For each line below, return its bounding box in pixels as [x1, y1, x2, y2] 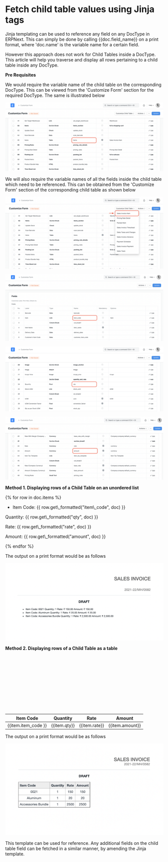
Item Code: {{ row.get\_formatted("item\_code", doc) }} [12, 504, 126, 510]
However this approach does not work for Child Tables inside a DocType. [5, 51, 156, 57]
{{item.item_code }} [7, 722, 47, 728]
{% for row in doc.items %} [5, 494, 62, 500]
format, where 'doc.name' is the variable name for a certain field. [5, 41, 139, 47]
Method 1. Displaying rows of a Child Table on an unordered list [5, 485, 139, 491]
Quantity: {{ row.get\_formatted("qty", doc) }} [5, 514, 99, 520]
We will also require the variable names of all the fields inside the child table [5, 176, 162, 182]
